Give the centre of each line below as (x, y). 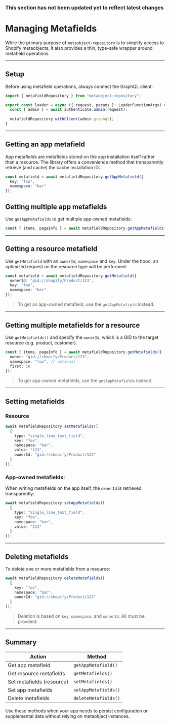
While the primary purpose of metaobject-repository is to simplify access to (85, 43)
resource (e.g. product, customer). (41, 342)
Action (38, 656)
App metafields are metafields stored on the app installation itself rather (80, 156)
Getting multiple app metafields (56, 207)
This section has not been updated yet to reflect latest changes (84, 8)
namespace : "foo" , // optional (43, 361)
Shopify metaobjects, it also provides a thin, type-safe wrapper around (79, 48)
